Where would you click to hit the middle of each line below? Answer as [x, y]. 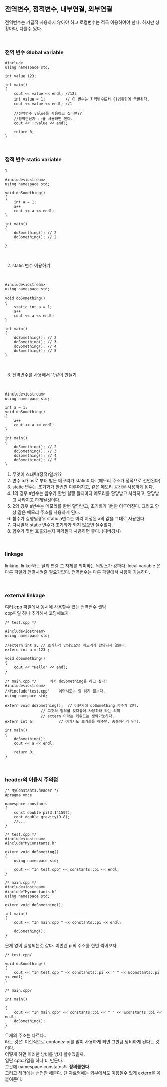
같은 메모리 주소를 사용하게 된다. [49, 512]
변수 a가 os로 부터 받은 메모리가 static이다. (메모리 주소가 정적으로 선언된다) [86, 481]
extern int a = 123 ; [28, 650]
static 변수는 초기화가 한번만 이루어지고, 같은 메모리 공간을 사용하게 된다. [83, 487]
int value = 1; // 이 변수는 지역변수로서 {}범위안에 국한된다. [82, 100]
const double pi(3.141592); [43, 813]
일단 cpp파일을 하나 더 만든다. [34, 1061]
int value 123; [21, 76]
